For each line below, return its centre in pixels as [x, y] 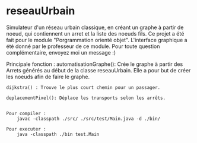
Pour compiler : [26, 113]
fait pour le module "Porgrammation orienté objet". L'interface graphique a [97, 40]
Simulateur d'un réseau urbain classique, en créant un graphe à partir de [95, 27]
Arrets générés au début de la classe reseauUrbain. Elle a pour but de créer [99, 70]
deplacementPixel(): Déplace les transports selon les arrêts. [86, 98]
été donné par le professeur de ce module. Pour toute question [83, 46]
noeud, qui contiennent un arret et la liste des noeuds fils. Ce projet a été [95, 33]
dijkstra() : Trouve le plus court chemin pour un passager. [83, 87]
